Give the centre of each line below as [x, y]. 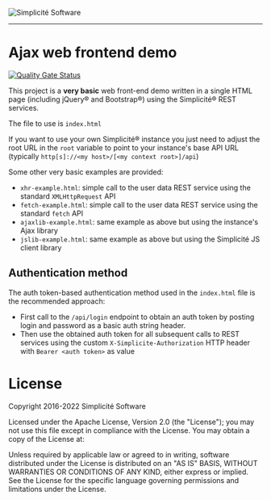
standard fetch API [52, 213]
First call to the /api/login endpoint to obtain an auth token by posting [137, 317]
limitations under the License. [57, 489]
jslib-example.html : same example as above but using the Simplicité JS [140, 239]
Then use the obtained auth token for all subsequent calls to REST [130, 334]
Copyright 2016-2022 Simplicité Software [77, 406]
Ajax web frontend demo [93, 53]
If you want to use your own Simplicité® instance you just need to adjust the [134, 139]
